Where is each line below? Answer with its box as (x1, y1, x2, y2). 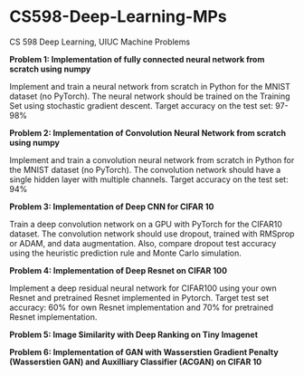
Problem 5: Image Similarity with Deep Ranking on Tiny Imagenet (9, 329, 259, 340)
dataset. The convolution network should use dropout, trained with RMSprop (9, 228, 295, 239)
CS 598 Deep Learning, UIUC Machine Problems (9, 36, 191, 47)
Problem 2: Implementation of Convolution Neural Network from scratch (9, 127, 287, 138)
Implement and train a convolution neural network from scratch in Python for (9, 154, 295, 165)
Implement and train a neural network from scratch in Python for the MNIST (9, 81, 291, 92)
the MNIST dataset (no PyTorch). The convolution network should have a (9, 164, 281, 175)
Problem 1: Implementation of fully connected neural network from (9, 53, 265, 64)
